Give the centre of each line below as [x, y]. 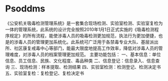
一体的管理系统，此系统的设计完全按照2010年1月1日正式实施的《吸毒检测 [80, 29]
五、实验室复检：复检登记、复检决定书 [44, 73]
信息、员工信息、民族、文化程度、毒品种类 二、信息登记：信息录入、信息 [80, 60]
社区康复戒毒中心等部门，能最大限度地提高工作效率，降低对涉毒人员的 [86, 48]
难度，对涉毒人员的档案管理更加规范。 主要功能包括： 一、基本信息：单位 [85, 54]
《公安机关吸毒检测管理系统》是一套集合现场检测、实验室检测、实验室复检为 [84, 23]
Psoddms [25, 9]
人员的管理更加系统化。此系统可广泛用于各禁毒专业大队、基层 [86, 42]
